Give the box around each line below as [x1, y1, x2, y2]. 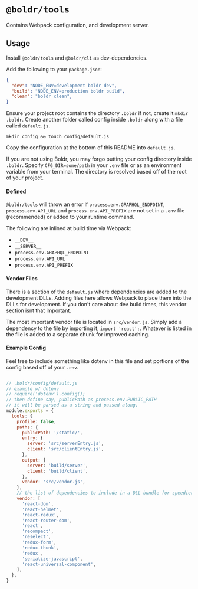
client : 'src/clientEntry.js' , [27, 446, 104, 452]
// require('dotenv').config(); [6, 391, 85, 397]
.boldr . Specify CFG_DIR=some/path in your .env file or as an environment [6, 162, 181, 169]
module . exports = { [6, 408, 54, 414]
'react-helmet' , [21, 506, 62, 512]
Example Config [6, 344, 46, 352]
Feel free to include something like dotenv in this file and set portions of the [6, 357, 190, 364]
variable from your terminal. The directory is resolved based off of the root [6, 168, 187, 175]
